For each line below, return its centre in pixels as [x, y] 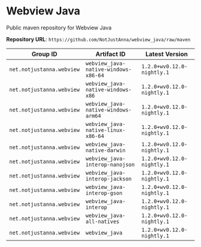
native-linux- [106, 130]
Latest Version [167, 54]
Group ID [45, 54]
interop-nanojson [110, 164]
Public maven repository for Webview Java [59, 28]
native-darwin [106, 150]
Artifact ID [110, 54]
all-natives [103, 221]
